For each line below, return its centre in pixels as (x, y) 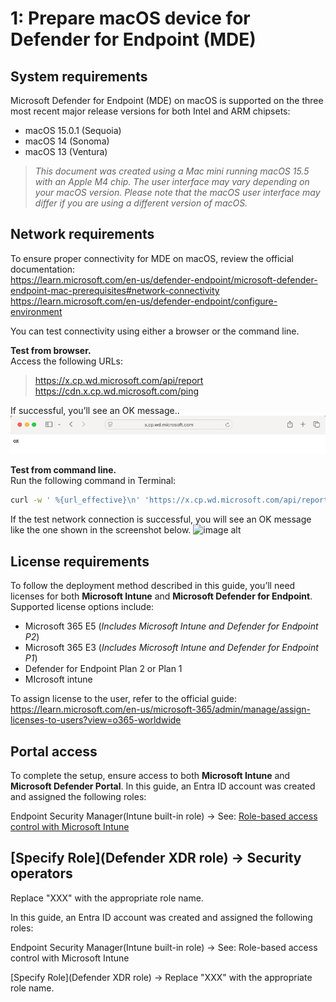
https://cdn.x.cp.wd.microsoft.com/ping (116, 391)
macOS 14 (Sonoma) (67, 141)
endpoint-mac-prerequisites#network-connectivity (115, 290)
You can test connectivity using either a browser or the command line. (155, 331)
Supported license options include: (82, 607)
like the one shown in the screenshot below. (101, 530)
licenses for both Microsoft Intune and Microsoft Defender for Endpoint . (161, 596)
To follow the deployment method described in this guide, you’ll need (153, 586)
